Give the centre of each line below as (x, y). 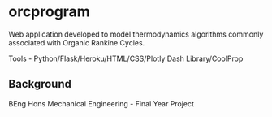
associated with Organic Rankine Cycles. (77, 42)
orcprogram (50, 12)
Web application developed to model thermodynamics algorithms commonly (136, 34)
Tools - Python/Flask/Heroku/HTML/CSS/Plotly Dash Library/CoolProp (126, 58)
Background (40, 84)
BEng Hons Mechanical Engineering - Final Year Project (101, 103)
